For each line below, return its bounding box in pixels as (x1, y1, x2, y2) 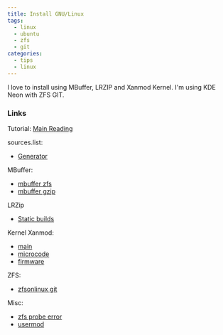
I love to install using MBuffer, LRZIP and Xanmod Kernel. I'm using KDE (7, 83, 217, 91)
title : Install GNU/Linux (7, 10, 84, 18)
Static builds (17, 214, 55, 223)
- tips (13, 57, 33, 64)
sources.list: (7, 138, 43, 147)
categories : (7, 50, 43, 58)
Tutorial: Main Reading (7, 124, 73, 132)
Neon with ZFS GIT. (7, 90, 65, 99)
